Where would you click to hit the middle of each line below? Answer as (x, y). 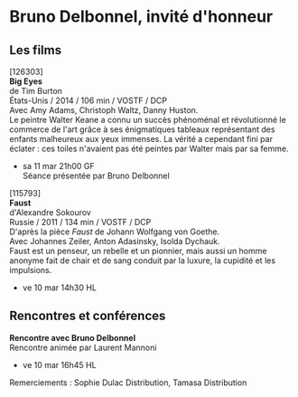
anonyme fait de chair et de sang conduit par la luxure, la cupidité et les (143, 260)
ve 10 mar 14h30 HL (60, 288)
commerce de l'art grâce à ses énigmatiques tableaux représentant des (142, 129)
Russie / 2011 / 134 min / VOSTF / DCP (80, 222)
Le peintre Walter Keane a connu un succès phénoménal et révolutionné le (148, 120)
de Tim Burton (36, 91)
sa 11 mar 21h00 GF (58, 166)
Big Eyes (26, 81)
